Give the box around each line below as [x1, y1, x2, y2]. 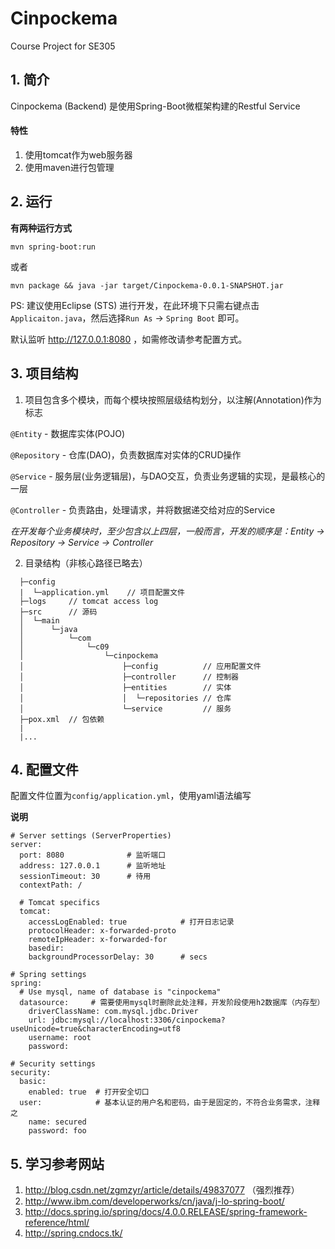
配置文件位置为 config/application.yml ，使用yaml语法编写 [10, 790, 252, 802]
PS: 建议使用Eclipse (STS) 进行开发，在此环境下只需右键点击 [10, 299, 260, 311]
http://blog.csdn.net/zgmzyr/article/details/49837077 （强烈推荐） [24, 1184, 300, 1196]
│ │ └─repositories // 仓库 [19, 693, 232, 703]
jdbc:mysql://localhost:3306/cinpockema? [50, 1015, 226, 1026]
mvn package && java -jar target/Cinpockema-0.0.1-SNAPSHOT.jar [10, 280, 284, 291]
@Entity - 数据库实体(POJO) [10, 427, 125, 439]
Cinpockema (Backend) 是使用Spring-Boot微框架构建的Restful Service [10, 100, 301, 112]
